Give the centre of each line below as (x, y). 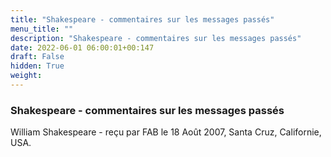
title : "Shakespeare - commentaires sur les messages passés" (142, 19)
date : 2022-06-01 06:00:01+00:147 (82, 47)
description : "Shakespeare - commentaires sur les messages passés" (156, 38)
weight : (26, 76)
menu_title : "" (42, 29)
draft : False (37, 57)
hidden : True (37, 66)
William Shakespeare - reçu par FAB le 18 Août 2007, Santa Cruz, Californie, (166, 132)
